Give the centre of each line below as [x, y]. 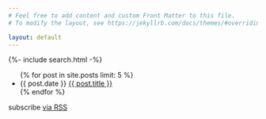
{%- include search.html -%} [55, 59]
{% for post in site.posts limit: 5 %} [76, 75]
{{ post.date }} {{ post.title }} [66, 83]
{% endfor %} [42, 92]
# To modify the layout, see [56, 23]
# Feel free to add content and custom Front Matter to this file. [122, 15]
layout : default [35, 37]
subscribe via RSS [38, 107]
